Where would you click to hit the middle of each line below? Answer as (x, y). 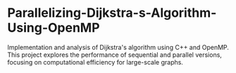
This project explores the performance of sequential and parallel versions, (114, 55)
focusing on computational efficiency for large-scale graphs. (95, 62)
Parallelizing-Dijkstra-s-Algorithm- (112, 13)
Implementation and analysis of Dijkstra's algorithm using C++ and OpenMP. (118, 47)
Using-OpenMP (54, 28)
